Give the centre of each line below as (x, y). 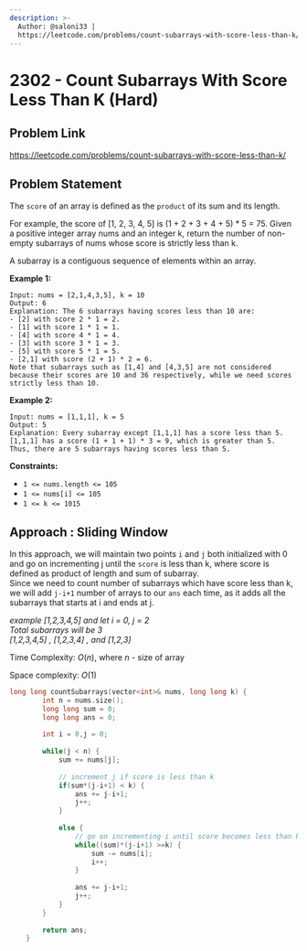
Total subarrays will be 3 (56, 630)
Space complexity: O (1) (53, 675)
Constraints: (34, 466)
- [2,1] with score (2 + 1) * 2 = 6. (81, 359)
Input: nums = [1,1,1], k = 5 (67, 417)
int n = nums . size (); (84, 700)
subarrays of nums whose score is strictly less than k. (137, 243)
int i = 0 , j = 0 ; (75, 734)
